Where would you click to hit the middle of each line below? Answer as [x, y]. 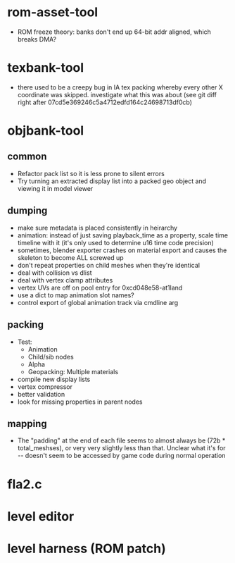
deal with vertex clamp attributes [65, 280]
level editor [41, 516]
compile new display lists [54, 379]
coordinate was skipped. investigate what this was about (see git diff [117, 94]
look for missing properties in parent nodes [80, 402]
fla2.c [25, 484]
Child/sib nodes [51, 357]
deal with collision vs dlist [55, 273]
